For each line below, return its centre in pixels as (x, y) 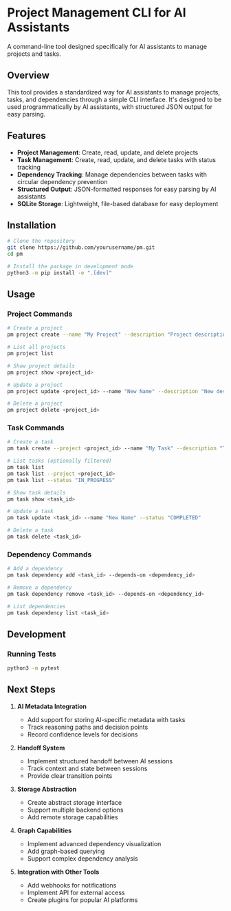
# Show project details (41, 366)
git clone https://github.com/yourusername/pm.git (81, 248)
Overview (29, 76)
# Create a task (30, 442)
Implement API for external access (76, 892)
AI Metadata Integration (52, 706)
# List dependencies (37, 606)
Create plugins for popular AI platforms (82, 900)
